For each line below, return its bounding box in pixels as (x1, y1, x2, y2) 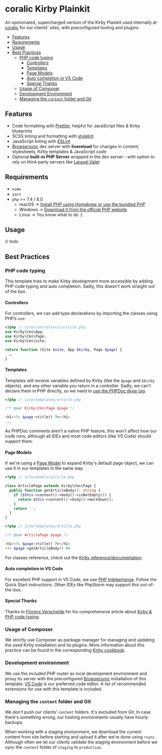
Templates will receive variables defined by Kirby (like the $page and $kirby (5, 377, 155, 383)
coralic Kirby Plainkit (5, 3, 90, 15)
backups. (5, 719, 24, 725)
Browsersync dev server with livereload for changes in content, (12, 143, 139, 149)
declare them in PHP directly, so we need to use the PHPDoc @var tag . (5, 388, 147, 394)
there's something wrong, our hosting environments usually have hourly (5, 714, 148, 720)
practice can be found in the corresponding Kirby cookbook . (5, 647, 126, 653)
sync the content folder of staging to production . (5, 744, 103, 750)
